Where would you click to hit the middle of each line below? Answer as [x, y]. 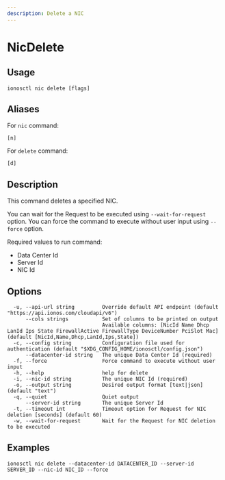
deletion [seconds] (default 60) [55, 415]
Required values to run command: [55, 242]
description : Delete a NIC [45, 13]
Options [25, 291]
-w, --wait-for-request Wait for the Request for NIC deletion [114, 421]
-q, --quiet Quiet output [76, 397]
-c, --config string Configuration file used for [99, 343]
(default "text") [32, 391]
